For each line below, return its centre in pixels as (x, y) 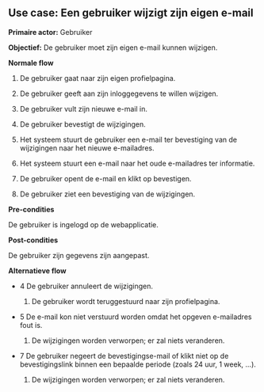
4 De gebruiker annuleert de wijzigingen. (86, 286)
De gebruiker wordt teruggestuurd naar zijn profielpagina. (126, 301)
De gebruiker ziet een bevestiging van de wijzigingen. (107, 194)
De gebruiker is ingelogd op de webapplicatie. (83, 224)
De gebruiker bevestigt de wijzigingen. (83, 124)
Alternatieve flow (37, 270)
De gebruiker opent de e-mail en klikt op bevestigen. (105, 178)
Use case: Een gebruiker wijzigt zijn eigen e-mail (131, 13)
